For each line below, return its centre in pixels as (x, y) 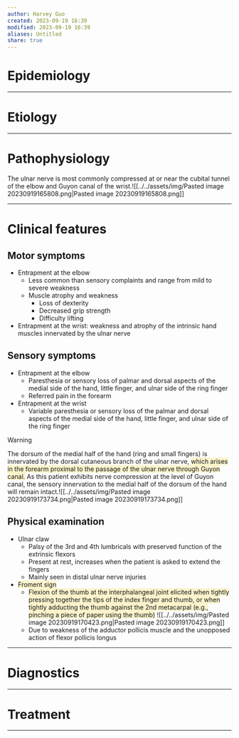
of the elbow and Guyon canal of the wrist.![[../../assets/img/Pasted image (116, 186)
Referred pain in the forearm (70, 395)
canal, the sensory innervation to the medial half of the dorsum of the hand (117, 484)
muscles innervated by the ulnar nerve (74, 333)
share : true (25, 41)
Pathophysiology (59, 159)
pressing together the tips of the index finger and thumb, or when (124, 600)
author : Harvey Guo (36, 14)
